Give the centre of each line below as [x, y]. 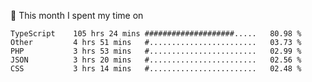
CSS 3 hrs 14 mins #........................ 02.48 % [156, 69]
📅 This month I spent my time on [77, 15]
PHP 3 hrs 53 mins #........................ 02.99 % [156, 51]
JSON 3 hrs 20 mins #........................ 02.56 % [156, 60]
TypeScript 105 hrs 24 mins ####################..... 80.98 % [156, 34]
